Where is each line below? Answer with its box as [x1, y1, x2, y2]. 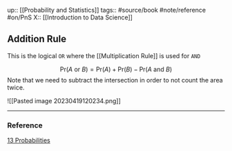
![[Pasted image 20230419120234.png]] [7, 96, 121, 105]
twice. [7, 83, 25, 91]
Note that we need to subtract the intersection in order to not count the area [7, 75, 223, 84]
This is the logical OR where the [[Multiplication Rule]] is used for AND [7, 51, 201, 60]
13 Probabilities [7, 136, 50, 145]
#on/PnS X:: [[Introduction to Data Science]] [7, 13, 133, 21]
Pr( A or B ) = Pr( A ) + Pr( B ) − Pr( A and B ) [59, 65, 173, 73]
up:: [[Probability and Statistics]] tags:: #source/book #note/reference [7, 6, 206, 14]
